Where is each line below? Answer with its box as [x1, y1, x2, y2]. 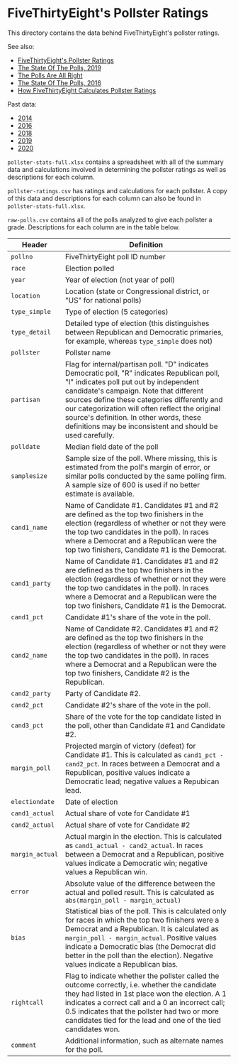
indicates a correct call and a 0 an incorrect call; [64, 997, 225, 1007]
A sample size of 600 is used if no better [64, 479, 200, 489]
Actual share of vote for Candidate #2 [64, 820, 191, 830]
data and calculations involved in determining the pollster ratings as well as [7, 165, 227, 173]
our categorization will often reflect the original [64, 403, 221, 413]
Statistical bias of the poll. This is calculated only [64, 906, 227, 916]
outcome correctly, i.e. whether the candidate [64, 979, 217, 989]
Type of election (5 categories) [64, 307, 169, 317]
